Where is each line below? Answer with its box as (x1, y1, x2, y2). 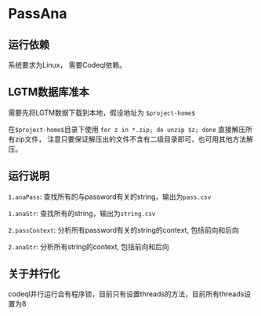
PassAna (8, 5, 67, 23)
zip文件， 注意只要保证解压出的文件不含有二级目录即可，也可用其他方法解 (14, 134, 253, 144)
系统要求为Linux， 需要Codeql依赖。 (8, 61, 127, 69)
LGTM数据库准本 (8, 86, 89, 99)
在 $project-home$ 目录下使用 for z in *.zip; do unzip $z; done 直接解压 (8, 124, 246, 134)
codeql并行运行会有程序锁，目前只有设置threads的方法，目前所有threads (8, 289, 245, 299)
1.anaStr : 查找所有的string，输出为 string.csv (8, 208, 156, 218)
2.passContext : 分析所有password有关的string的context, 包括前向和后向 (8, 225, 239, 234)
